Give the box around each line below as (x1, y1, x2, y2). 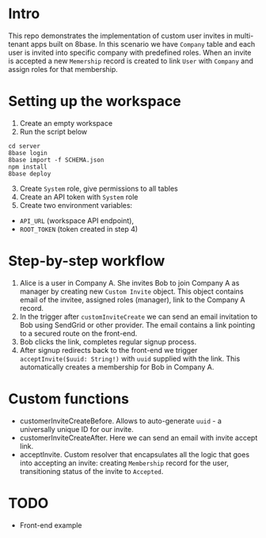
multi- (234, 31, 254, 40)
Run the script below (19, 127, 88, 136)
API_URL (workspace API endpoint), (19, 215, 135, 225)
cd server (8, 142, 41, 150)
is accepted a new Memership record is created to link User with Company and (8, 56, 253, 66)
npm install (8, 163, 47, 171)
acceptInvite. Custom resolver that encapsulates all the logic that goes (19, 449, 250, 459)
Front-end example (19, 520, 82, 530)
